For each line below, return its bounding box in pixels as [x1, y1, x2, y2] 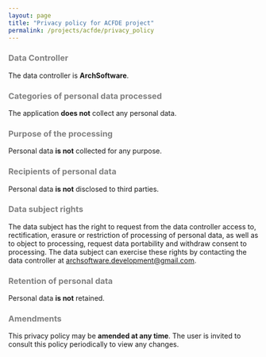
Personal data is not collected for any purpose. [8, 146, 163, 155]
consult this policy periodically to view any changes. [8, 340, 179, 349]
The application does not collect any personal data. [8, 108, 177, 117]
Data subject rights [8, 204, 83, 215]
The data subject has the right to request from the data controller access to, [8, 221, 256, 231]
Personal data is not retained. [8, 294, 105, 303]
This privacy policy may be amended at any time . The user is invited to [8, 331, 241, 341]
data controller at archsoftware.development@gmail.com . [8, 255, 197, 265]
